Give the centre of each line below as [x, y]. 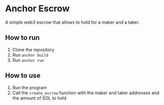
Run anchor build [30, 55]
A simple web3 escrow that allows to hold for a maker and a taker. [72, 22]
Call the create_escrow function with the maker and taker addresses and [86, 93]
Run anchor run [28, 60]
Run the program [29, 87]
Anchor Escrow [37, 9]
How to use [23, 76]
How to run [23, 38]
